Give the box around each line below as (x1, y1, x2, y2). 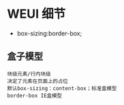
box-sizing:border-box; (16, 29, 82, 37)
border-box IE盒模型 (7, 92, 63, 99)
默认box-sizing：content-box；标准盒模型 (7, 85, 117, 92)
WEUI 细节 (7, 6, 66, 22)
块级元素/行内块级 (7, 70, 51, 77)
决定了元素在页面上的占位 (7, 78, 68, 85)
